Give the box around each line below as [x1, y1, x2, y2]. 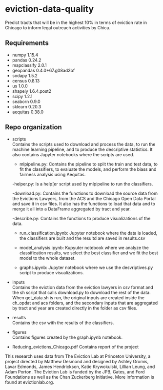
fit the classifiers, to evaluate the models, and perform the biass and [19, 166, 157, 172]
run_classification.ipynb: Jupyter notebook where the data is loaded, [19, 230, 158, 236]
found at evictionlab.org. [5, 379, 55, 385]
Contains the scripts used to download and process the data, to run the [12, 141, 156, 147]
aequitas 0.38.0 [12, 109, 44, 115]
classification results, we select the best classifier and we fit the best [19, 250, 159, 256]
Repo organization [5, 123, 62, 131]
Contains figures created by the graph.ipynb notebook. [12, 334, 123, 340]
